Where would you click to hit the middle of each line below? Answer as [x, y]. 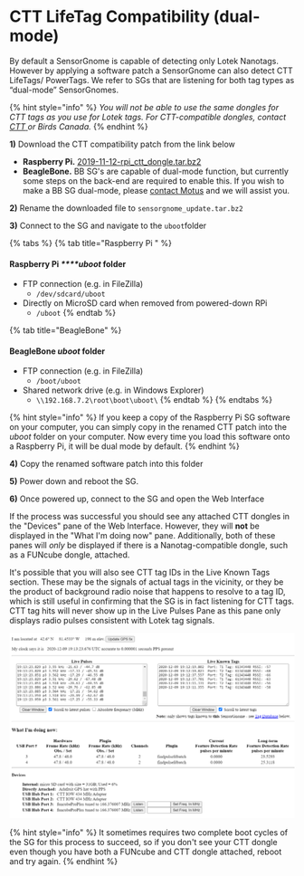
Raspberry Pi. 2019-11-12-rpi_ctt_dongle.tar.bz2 [112, 161]
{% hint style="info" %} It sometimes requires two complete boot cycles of [149, 832]
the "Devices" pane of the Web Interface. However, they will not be [134, 526]
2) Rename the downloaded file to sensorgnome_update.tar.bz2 [126, 208]
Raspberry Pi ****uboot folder [68, 263]
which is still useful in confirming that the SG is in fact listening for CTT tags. [152, 601]
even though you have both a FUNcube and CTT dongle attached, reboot [146, 852]
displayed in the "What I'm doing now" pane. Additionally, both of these [142, 536]
